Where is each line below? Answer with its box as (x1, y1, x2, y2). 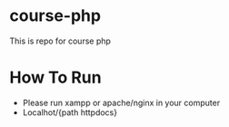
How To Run (9, 67, 102, 88)
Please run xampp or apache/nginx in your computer (22, 97, 221, 108)
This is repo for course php (9, 35, 112, 46)
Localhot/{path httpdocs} (22, 106, 118, 118)
